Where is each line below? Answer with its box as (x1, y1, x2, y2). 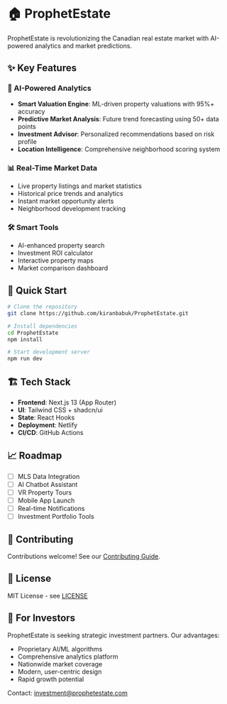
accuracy (17, 107, 45, 116)
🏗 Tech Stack (7, 375, 71, 387)
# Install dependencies (7, 322, 78, 330)
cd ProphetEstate (7, 329, 59, 336)
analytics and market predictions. (34, 41, 133, 50)
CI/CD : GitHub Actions (17, 428, 84, 436)
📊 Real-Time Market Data (7, 163, 98, 172)
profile (17, 137, 37, 145)
